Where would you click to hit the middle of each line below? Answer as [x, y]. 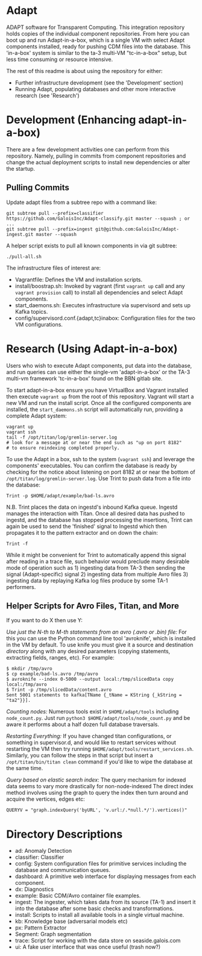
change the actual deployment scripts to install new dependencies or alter [98, 162]
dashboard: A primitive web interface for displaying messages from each [106, 876]
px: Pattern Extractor [41, 928]
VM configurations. [39, 324]
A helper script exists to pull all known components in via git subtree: [92, 246]
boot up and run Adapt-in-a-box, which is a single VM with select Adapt [96, 40]
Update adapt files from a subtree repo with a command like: [81, 202]
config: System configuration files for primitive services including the [101, 864]
